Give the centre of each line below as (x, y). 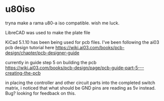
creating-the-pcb (23, 73)
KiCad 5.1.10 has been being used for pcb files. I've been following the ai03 (82, 42)
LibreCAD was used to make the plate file (48, 32)
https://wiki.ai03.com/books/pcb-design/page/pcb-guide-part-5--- (74, 68)
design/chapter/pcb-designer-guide (42, 53)
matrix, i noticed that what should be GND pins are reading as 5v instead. (80, 88)
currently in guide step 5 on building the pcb (51, 62)
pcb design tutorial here (30, 47)
